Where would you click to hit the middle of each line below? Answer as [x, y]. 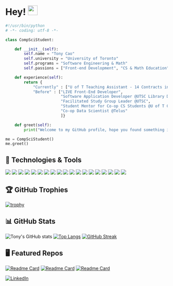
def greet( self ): [33, 125]
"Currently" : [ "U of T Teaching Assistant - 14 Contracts [97, 87]
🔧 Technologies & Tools [44, 160]
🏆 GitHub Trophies [37, 190]
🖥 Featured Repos [34, 253]
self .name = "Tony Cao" [49, 54]
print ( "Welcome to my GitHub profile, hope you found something [94, 130]
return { [33, 82]
